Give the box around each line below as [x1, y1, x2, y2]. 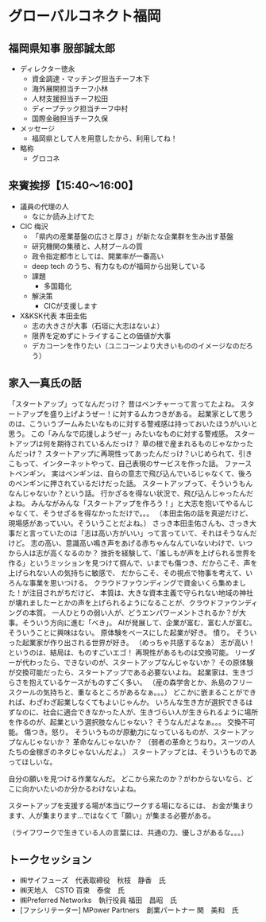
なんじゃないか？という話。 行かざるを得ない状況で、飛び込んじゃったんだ [8, 488, 254, 498]
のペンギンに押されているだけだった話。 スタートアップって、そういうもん [8, 478, 253, 488]
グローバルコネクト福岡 [8, 7, 161, 25]
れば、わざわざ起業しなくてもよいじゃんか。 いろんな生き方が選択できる [8, 697, 246, 706]
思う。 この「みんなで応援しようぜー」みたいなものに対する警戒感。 [8, 429, 233, 438]
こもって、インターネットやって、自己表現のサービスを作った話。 [8, 458, 223, 468]
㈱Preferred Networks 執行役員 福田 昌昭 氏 [19, 896, 177, 905]
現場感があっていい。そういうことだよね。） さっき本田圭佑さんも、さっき [8, 518, 250, 527]
